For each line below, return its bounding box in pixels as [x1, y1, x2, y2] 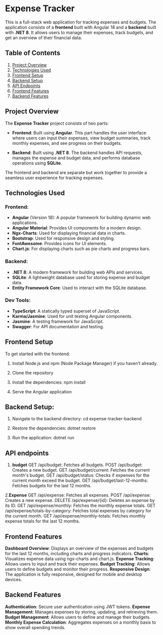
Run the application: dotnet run [12, 435, 74, 441]
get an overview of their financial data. [5, 35, 82, 41]
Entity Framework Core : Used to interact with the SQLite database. [12, 285, 147, 291]
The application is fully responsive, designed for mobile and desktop [5, 571, 143, 577]
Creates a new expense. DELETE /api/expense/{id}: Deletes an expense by [5, 498, 155, 503]
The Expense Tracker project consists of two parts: [5, 120, 109, 126]
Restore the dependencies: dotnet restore [12, 425, 96, 431]
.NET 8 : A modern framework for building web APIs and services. [12, 269, 144, 275]
